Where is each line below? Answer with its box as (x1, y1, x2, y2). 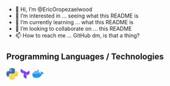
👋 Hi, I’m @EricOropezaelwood (15, 6, 93, 13)
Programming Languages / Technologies (6, 51, 164, 62)
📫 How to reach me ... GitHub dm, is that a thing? (15, 32, 140, 39)
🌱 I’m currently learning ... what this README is (15, 19, 134, 25)
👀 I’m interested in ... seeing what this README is (15, 12, 139, 19)
